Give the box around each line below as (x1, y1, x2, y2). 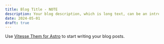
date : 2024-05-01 (5, 16, 41, 21)
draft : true (5, 20, 29, 25)
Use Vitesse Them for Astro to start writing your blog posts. (5, 33, 125, 39)
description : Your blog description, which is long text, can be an (5, 11, 147, 16)
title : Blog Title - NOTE (5, 7, 58, 12)
